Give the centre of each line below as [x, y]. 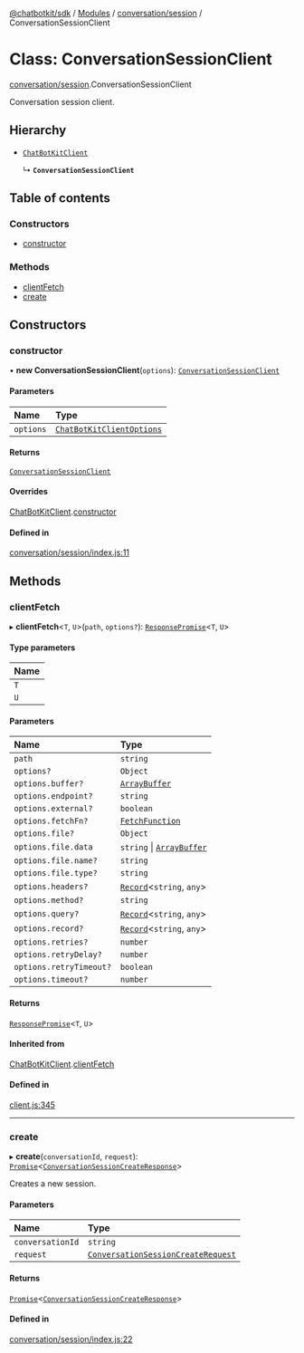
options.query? [47, 914]
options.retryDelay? [58, 955]
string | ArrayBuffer [163, 848]
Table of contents [60, 198]
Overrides [28, 492]
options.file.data [53, 847]
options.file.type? [56, 873]
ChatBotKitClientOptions [109, 429]
